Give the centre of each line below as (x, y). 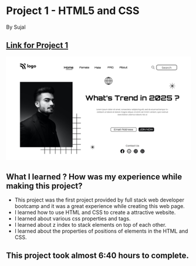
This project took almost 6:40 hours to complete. (98, 256)
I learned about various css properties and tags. (72, 219)
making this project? (44, 186)
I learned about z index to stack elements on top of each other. (90, 225)
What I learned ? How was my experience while (94, 177)
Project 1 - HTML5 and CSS (73, 11)
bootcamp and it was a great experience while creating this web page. (99, 206)
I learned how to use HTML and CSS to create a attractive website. (95, 213)
